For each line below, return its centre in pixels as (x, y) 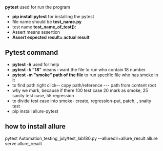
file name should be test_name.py (47, 22)
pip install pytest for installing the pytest (53, 16)
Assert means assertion (36, 32)
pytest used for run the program (38, 7)
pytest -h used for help (36, 64)
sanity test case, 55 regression (43, 95)
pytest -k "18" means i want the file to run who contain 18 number (79, 69)
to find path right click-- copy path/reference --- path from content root (84, 85)
